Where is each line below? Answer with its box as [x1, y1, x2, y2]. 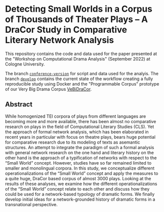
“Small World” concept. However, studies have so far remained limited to [5, 160, 152, 166]
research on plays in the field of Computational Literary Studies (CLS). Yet [5, 124, 154, 129]
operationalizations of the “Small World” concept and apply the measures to [5, 170, 158, 176]
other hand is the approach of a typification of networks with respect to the [5, 155, 157, 161]
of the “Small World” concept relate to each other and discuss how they [5, 186, 150, 191]
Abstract [5, 100, 33, 108]
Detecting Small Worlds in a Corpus [5, 3, 153, 15]
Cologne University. [5, 61, 45, 67]
